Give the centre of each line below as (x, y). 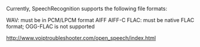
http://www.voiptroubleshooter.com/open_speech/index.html (81, 38)
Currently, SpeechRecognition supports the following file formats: (87, 9)
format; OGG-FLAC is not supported (50, 26)
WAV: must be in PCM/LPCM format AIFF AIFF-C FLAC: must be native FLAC (100, 20)
